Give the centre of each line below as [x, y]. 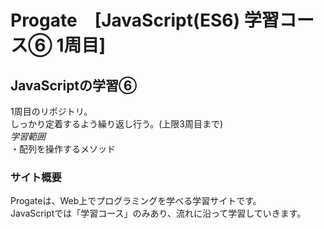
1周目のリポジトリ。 [51, 111]
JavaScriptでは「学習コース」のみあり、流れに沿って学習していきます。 [158, 213]
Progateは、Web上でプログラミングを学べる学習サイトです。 [136, 201]
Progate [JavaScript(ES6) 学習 [145, 20]
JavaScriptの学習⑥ [74, 85]
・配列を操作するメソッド [63, 149]
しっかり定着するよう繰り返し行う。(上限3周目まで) [117, 124]
